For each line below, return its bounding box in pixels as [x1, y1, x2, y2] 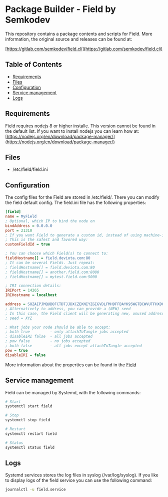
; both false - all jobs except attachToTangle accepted [5, 343, 142, 349]
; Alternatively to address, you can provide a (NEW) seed [5, 306, 131, 311]
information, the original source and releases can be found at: [5, 36, 132, 42]
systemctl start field [5, 404, 52, 409]
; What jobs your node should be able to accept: [5, 325, 111, 330]
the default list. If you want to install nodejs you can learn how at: [5, 128, 139, 134]
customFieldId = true [5, 242, 50, 247]
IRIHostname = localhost [5, 293, 57, 298]
